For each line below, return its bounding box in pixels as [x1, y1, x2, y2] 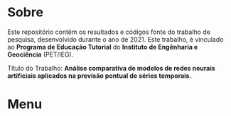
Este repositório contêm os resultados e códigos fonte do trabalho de [7, 28, 211, 36]
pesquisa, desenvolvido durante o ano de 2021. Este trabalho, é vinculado [7, 35, 224, 43]
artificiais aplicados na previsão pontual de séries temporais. [7, 71, 192, 80]
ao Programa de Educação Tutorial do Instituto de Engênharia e [7, 42, 198, 51]
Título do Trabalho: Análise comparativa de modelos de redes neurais [7, 64, 215, 72]
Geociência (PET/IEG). [7, 50, 74, 59]
